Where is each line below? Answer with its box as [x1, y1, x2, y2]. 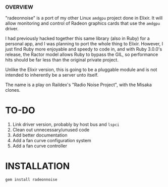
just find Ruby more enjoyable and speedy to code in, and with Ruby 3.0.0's [5, 46, 162, 52]
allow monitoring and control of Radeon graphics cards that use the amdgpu [5, 20, 160, 26]
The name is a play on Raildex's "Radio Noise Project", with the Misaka [5, 82, 152, 88]
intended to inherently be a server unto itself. [5, 72, 98, 78]
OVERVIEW [5, 4, 34, 11]
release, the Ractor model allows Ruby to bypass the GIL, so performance [5, 51, 158, 57]
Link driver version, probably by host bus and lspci [12, 121, 120, 128]
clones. [5, 87, 21, 93]
